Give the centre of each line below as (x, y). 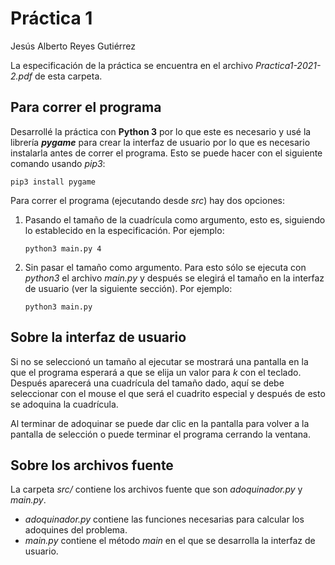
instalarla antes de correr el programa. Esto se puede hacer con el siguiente (166, 153)
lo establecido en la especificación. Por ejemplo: (124, 230)
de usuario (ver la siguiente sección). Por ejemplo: (128, 288)
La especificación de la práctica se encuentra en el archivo (132, 65)
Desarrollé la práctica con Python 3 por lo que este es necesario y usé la (161, 131)
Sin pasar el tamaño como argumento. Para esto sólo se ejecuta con (165, 267)
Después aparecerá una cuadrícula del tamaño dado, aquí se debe (147, 383)
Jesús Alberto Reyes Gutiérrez (73, 46)
